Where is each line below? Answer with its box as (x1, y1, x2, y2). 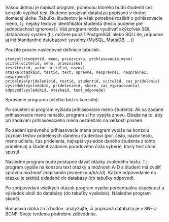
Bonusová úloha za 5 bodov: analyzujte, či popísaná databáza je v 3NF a (5, 206, 157, 211)
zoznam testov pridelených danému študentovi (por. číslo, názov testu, (5, 132, 153, 138)
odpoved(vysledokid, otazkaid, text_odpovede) (5, 88, 106, 93)
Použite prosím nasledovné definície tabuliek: (5, 47, 100, 52)
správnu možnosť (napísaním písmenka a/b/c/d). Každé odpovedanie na (5, 170, 156, 175)
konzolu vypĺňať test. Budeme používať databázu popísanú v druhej (5, 10, 147, 16)
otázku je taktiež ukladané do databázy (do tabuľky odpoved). (5, 175, 136, 181)
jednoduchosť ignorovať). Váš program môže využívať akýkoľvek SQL (5, 26, 151, 32)
